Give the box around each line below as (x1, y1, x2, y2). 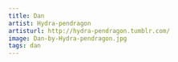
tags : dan (8, 42, 42, 50)
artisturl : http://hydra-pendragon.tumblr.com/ (8, 27, 171, 35)
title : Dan (8, 11, 45, 20)
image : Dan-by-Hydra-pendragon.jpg (8, 34, 127, 43)
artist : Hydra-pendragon (8, 19, 91, 27)
